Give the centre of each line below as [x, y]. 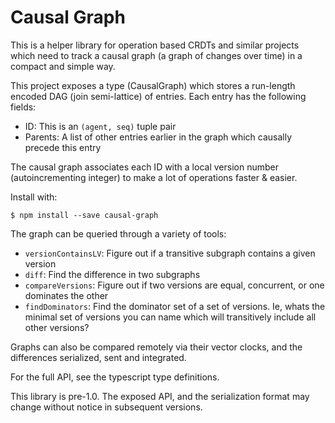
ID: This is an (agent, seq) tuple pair [100, 126]
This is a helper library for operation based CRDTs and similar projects [155, 45]
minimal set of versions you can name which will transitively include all [170, 317]
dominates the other [66, 295]
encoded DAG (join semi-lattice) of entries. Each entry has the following [158, 96]
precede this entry [63, 147]
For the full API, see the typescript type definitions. [115, 377]
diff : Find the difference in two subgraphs [112, 274]
